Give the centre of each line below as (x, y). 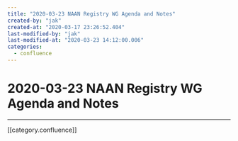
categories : (25, 47)
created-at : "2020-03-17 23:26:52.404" (66, 27)
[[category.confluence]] (42, 130)
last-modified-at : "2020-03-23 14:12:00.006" (75, 40)
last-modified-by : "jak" (44, 34)
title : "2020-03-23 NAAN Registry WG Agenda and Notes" (91, 14)
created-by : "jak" (34, 21)
